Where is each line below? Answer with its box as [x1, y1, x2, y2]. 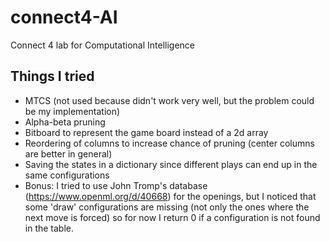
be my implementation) [24, 105, 121, 117]
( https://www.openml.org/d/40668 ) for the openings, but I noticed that [24, 190, 317, 202]
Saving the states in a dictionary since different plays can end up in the [24, 158, 318, 170]
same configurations [24, 169, 110, 181]
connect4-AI [10, 6, 118, 29]
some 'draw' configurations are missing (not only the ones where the [24, 201, 310, 213]
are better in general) [24, 147, 113, 160]
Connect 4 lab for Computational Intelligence [10, 39, 196, 51]
